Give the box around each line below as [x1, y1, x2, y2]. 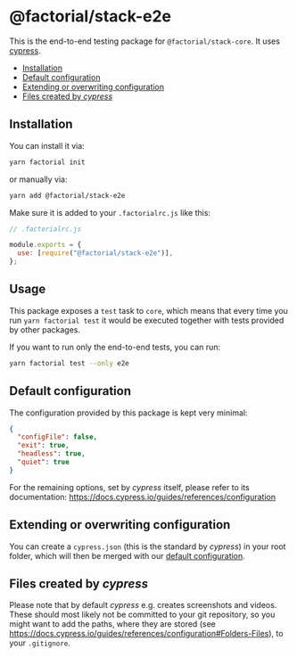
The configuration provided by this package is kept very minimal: [9, 407, 248, 418]
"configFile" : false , [17, 432, 98, 442]
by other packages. [9, 324, 81, 335]
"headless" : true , [17, 449, 87, 458]
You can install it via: [9, 140, 85, 151]
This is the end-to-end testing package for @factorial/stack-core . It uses [9, 36, 281, 46]
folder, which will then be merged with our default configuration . [9, 550, 245, 561]
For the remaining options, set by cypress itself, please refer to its [9, 481, 250, 492]
